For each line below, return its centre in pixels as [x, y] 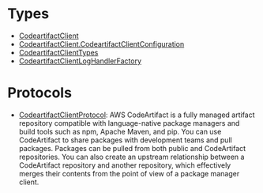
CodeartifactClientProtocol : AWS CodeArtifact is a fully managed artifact [137, 115]
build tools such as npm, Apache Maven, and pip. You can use [120, 131]
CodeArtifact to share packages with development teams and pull [125, 140]
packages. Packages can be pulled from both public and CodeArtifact [132, 148]
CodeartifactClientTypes [58, 52]
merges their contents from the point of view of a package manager [129, 173]
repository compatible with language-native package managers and [129, 123]
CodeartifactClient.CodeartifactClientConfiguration [101, 44]
